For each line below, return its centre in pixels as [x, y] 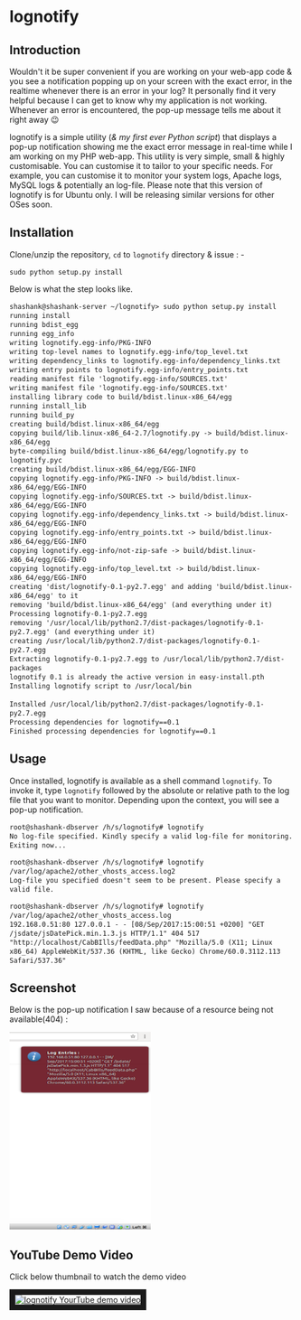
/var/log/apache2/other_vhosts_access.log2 [93, 871]
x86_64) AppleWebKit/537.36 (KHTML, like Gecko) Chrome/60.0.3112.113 [145, 951]
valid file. [32, 889]
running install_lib [48, 406]
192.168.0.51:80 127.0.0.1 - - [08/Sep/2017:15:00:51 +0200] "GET [137, 924]
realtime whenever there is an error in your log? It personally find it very [143, 91]
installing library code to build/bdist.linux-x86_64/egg [121, 397]
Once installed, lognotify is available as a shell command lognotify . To [141, 781]
